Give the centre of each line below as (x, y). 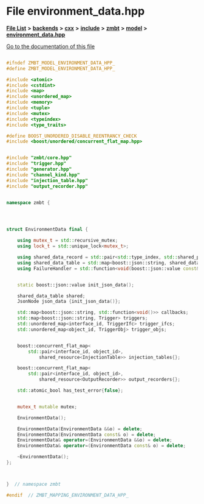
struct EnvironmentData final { (47, 230)
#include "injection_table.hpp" (47, 180)
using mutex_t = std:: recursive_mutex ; (68, 241)
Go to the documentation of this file (51, 46)
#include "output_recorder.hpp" (47, 186)
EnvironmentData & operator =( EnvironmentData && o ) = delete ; (95, 440)
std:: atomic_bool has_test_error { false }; (70, 391)
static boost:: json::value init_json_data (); (76, 285)
